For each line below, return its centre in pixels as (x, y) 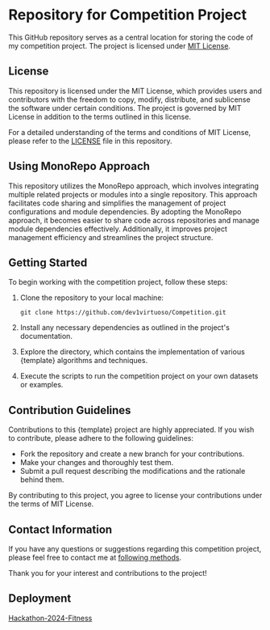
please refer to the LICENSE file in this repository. (90, 141)
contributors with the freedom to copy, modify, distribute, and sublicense (130, 99)
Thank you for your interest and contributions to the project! (108, 573)
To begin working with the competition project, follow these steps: (118, 282)
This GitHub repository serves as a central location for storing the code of (131, 37)
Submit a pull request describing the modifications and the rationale (133, 471)
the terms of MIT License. (51, 504)
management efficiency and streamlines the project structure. (111, 237)
